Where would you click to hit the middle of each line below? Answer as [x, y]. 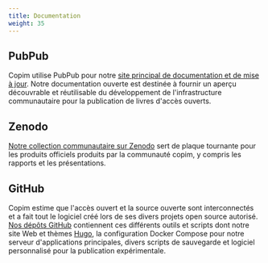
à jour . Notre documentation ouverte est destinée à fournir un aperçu [123, 84]
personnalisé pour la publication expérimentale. [87, 250]
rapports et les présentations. [57, 163]
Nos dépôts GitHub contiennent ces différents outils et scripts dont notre [129, 225]
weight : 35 [27, 23]
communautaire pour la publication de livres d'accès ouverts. [110, 101]
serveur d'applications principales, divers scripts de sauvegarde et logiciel [132, 242]
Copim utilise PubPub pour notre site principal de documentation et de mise [134, 75]
